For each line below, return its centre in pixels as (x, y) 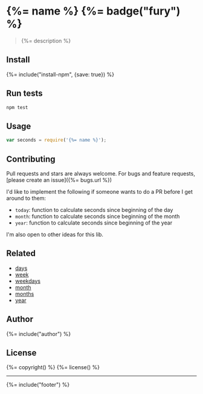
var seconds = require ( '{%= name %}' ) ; (56, 140)
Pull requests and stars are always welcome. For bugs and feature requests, (101, 173)
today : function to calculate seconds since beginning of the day (94, 209)
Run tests (24, 94)
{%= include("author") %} (39, 333)
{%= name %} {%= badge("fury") (93, 11)
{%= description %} (46, 41)
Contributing (31, 159)
